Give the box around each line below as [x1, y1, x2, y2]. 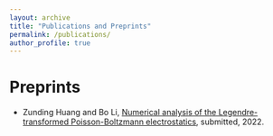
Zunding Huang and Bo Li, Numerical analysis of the [22, 107, 217, 118]
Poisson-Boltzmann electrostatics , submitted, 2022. [71, 116, 265, 127]
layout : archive [9, 13, 71, 23]
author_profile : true [9, 38, 91, 48]
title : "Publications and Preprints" [9, 22, 152, 31]
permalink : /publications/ [9, 30, 111, 39]
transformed [22, 116, 70, 127]
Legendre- [218, 107, 259, 118]
